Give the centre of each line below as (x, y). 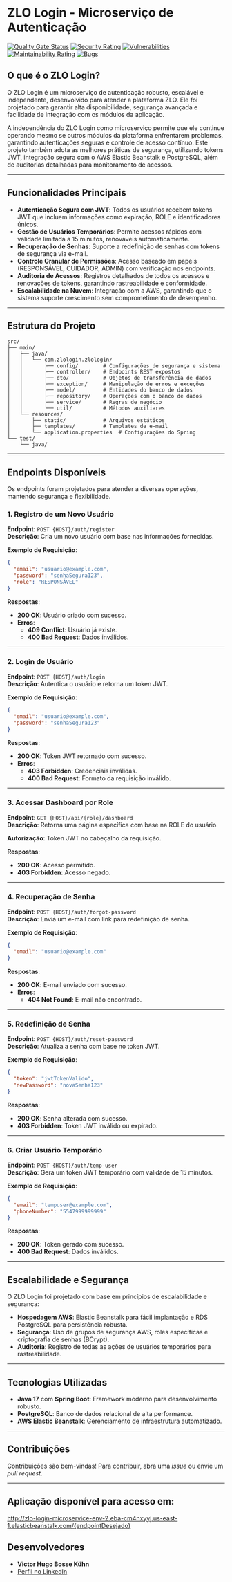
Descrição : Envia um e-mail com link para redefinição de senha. (98, 919)
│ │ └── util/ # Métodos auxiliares (86, 408)
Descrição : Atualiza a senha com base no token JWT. (84, 1047)
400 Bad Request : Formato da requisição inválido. (99, 778)
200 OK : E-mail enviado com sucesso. (72, 984)
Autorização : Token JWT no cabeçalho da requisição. (84, 838)
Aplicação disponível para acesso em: (91, 1501)
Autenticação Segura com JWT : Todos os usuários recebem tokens (115, 210)
